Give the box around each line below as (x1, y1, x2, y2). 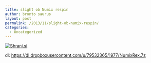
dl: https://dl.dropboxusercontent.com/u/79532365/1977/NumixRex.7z (5, 52, 146, 58)
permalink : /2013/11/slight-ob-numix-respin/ (5, 20, 99, 26)
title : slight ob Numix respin (5, 7, 69, 12)
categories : (5, 25, 29, 30)
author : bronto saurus (5, 12, 51, 16)
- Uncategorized (9, 30, 42, 34)
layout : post (5, 16, 32, 21)
